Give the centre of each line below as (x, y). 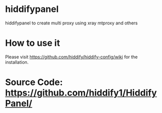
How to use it (33, 43)
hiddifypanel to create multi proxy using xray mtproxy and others (72, 23)
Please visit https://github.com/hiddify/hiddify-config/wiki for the (72, 57)
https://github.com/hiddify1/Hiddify (81, 93)
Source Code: (34, 82)
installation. (17, 62)
